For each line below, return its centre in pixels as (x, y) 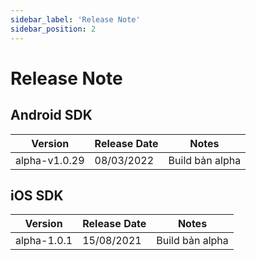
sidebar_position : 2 (53, 29)
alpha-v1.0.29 (50, 160)
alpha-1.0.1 (44, 241)
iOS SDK (37, 195)
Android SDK (51, 115)
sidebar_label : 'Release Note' (75, 19)
